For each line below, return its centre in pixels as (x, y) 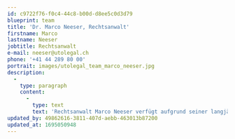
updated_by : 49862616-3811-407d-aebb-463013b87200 (83, 118)
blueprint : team (31, 20)
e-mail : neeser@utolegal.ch (48, 53)
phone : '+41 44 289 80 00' (47, 60)
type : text (48, 105)
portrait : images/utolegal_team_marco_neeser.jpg (81, 66)
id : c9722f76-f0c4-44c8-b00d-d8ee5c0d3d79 (70, 14)
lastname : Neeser (33, 40)
